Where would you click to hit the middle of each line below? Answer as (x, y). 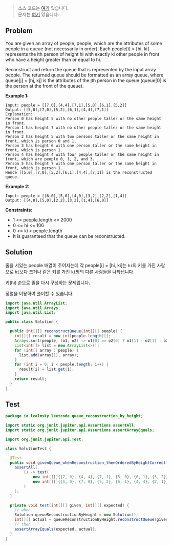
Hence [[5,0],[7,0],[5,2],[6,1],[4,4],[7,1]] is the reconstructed (79, 172)
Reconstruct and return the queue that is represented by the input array (81, 69)
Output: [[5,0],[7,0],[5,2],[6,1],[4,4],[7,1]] (57, 110)
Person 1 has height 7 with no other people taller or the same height (83, 128)
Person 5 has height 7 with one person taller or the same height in (81, 164)
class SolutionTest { (28, 449)
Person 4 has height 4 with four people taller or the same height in (82, 154)
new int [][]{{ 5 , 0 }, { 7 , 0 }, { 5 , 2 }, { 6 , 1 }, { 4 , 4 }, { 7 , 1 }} (100, 482)
